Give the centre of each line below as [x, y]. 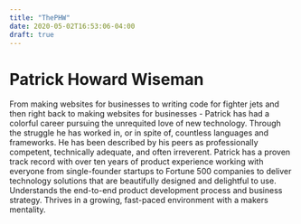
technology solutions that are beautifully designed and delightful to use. [143, 181]
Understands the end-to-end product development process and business [146, 191]
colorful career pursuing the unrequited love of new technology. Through [146, 124]
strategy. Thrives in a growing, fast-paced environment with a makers [139, 201]
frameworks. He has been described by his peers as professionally [134, 143]
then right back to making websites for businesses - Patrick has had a [139, 114]
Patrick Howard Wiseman [107, 79]
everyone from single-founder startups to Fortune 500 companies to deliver [150, 172]
